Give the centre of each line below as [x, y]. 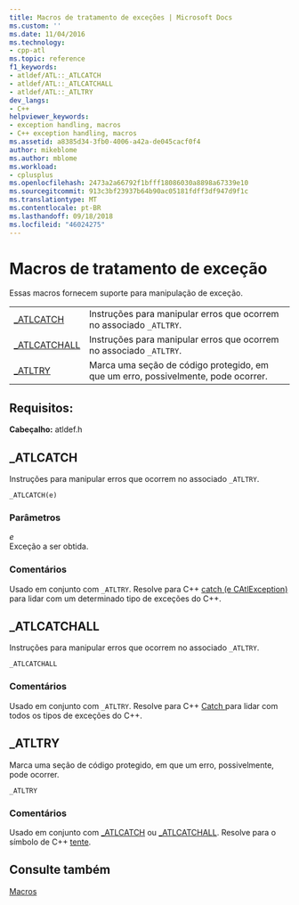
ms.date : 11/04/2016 [48, 34]
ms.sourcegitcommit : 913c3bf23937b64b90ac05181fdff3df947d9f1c [129, 192]
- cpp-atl [28, 51]
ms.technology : [37, 42]
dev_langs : [29, 100]
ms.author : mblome [43, 158]
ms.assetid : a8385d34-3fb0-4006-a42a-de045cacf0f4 [105, 142]
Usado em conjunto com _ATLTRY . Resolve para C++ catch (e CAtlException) [149, 589]
